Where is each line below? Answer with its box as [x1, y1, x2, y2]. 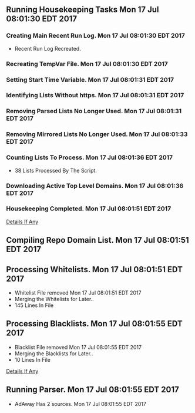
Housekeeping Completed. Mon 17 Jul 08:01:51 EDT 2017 [6, 204, 172, 213]
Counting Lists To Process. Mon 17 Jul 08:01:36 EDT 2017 [6, 153, 173, 161]
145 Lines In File [14, 302, 54, 309]
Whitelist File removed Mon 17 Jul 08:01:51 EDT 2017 [14, 289, 142, 296]
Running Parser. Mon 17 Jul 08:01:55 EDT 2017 [6, 385, 179, 395]
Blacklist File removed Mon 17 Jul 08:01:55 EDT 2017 [14, 343, 142, 351]
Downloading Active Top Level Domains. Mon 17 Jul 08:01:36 [6, 181, 184, 190]
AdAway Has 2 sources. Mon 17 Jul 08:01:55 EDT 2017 [14, 400, 147, 407]
